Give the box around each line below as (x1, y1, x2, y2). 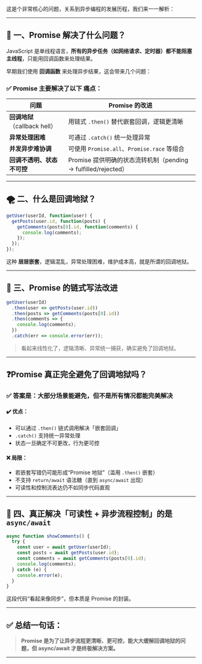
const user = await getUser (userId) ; (17, 544, 112, 550)
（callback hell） (9, 122, 57, 131)
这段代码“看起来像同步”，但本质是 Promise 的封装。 (6, 595, 134, 603)
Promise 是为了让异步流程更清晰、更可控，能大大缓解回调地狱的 (20, 637, 180, 645)
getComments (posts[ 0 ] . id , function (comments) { (17, 224, 138, 230)
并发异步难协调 (9, 145, 52, 153)
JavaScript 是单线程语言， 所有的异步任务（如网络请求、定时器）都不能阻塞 (6, 47, 192, 54)
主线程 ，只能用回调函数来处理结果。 (6, 55, 96, 62)
